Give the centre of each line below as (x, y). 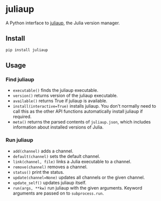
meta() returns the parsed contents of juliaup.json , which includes (82, 122)
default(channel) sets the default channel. (56, 156)
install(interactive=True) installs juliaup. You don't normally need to (84, 106)
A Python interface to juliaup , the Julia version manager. (63, 23)
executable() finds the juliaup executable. (55, 90)
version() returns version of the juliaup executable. (65, 96)
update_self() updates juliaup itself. (50, 183)
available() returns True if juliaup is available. (60, 101)
